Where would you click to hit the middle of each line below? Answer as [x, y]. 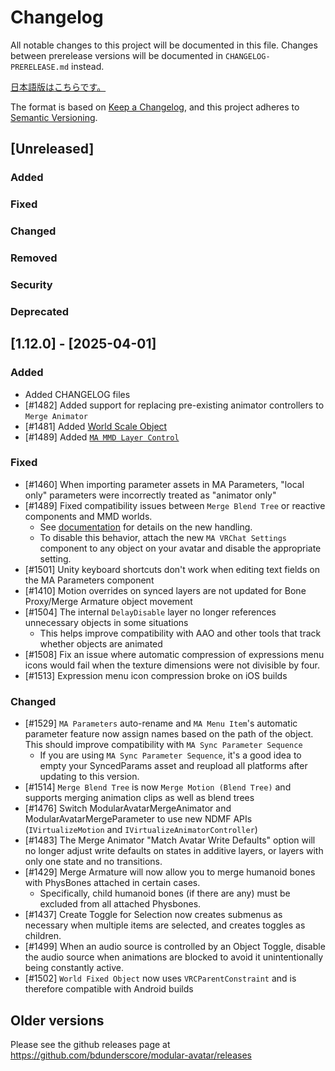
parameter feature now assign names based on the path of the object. [169, 734]
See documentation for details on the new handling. [146, 527]
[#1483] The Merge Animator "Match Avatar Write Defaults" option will [170, 840]
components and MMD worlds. [88, 516]
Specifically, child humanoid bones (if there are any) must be [165, 893]
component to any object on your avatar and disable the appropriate [180, 548]
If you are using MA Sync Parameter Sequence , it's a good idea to [170, 755]
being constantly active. [74, 968]
